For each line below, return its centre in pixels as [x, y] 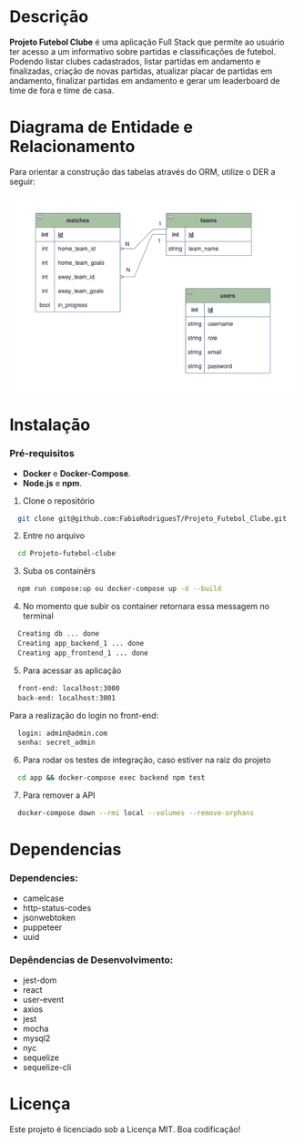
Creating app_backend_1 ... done [81, 644]
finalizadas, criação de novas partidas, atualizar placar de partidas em [141, 71]
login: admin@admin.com [62, 733]
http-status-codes [57, 907]
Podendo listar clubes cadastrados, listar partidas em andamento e [135, 61]
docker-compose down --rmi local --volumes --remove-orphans [136, 813]
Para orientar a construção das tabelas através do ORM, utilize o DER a [142, 171]
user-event [43, 999]
